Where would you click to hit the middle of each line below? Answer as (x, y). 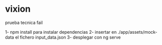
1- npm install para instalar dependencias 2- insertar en (61, 32)
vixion (18, 9)
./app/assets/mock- (138, 32)
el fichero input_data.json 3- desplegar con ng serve (68, 37)
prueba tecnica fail (24, 22)
